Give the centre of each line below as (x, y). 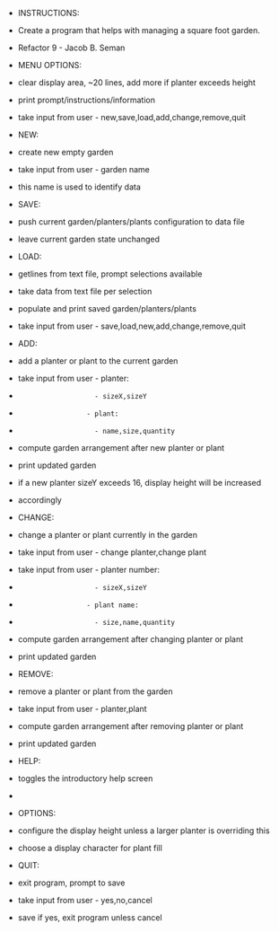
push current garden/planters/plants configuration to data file (131, 222)
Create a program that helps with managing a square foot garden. (139, 30)
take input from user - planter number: (88, 570)
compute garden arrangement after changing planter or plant (131, 639)
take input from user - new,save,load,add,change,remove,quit (132, 117)
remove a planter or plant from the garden (95, 691)
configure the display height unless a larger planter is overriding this (144, 831)
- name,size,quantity (135, 431)
